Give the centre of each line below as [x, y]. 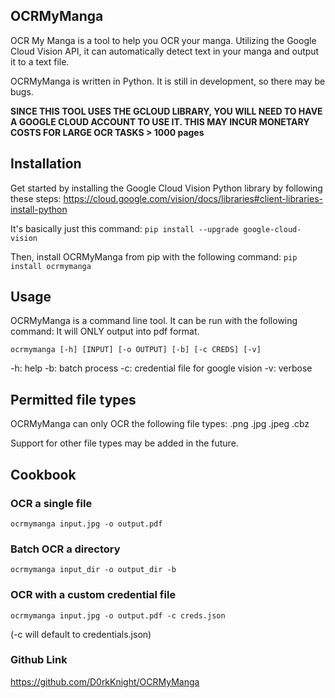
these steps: [36, 198]
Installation [46, 164]
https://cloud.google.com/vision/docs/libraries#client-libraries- [193, 198]
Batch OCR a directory [65, 549]
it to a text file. [40, 61]
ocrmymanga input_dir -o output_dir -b [93, 570]
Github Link [39, 660]
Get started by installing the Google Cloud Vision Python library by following [166, 188]
